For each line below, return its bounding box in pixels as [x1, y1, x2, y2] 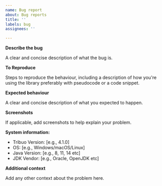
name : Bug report [5, 7, 42, 13]
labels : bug [5, 21, 31, 27]
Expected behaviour [5, 90, 50, 96]
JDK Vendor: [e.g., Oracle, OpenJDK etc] [12, 155, 99, 162]
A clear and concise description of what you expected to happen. [5, 100, 143, 106]
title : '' [5, 17, 27, 22]
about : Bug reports [5, 12, 47, 17]
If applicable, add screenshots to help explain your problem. [5, 119, 132, 125]
